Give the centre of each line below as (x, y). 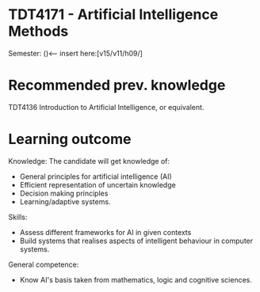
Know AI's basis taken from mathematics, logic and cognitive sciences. (136, 279)
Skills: (18, 217)
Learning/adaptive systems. (65, 201)
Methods (38, 31)
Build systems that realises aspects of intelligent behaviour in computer (136, 241)
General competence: (44, 264)
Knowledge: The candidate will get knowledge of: (89, 161)
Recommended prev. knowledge (117, 85)
